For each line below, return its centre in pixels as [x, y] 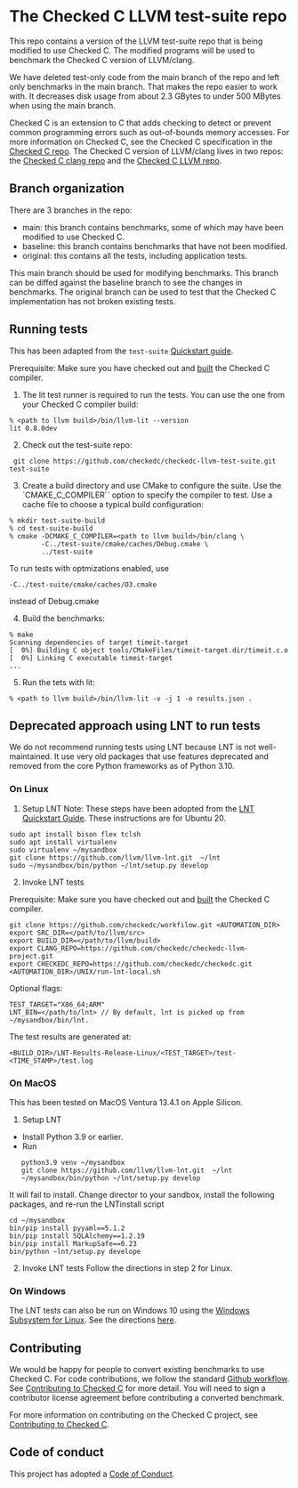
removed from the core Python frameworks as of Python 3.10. [122, 766]
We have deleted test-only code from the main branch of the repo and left [145, 77]
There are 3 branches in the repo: [71, 210]
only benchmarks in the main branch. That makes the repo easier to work [143, 86]
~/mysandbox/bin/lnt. [49, 1020]
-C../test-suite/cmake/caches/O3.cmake [83, 585]
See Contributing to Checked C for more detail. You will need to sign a [137, 1388]
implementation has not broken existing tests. [93, 301]
